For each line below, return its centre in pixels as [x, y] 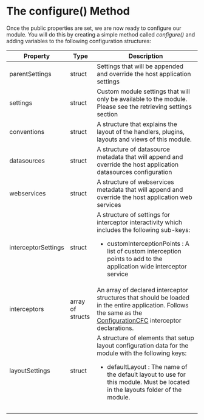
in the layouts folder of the [144, 390]
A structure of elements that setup [145, 338]
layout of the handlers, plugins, [141, 131]
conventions [27, 131]
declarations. [115, 328]
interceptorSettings [37, 247]
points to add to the [135, 259]
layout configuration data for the [143, 345]
